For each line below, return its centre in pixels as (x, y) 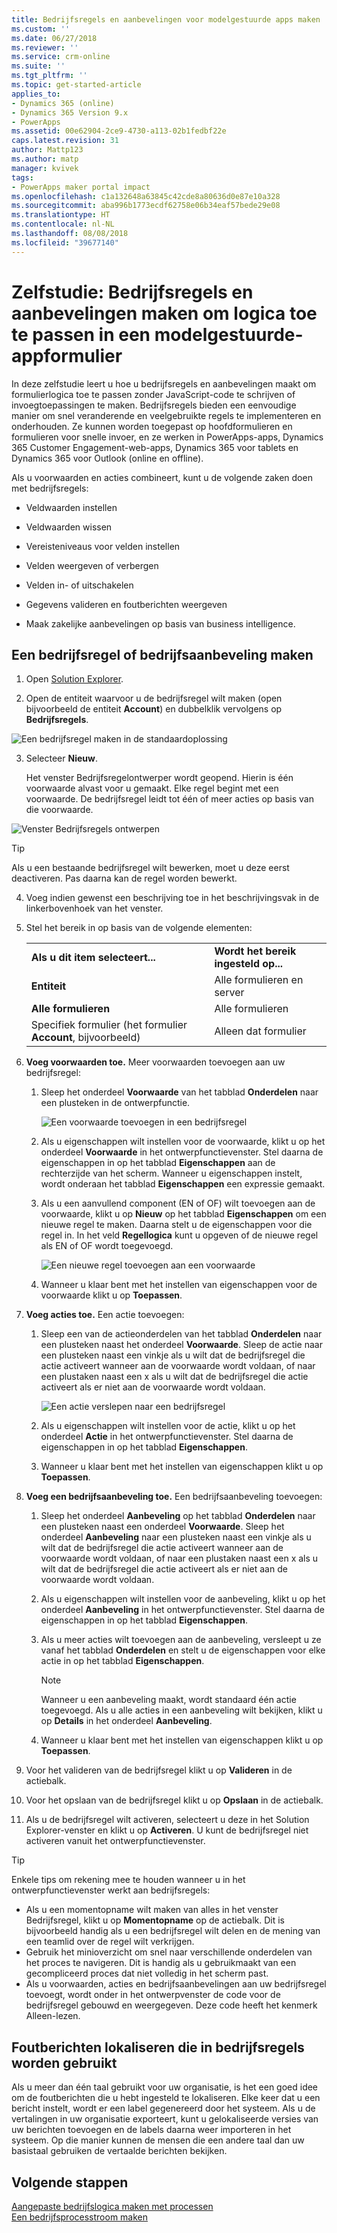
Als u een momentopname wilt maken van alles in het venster (152, 1910)
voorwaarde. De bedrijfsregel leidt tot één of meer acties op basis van (169, 799)
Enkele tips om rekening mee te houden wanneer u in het (128, 1880)
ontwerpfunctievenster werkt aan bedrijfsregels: (111, 1890)
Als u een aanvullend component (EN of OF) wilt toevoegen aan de (178, 1203)
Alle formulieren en (259, 980)
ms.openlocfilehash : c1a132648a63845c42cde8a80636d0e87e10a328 (146, 196)
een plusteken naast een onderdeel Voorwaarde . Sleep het (162, 1527)
